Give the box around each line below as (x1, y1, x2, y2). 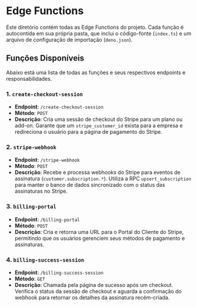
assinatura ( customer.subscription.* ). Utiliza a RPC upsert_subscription (14, 175, 192, 182)
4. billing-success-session (6, 255, 84, 263)
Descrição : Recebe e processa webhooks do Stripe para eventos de (14, 169, 181, 176)
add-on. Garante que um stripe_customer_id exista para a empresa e (14, 122, 183, 129)
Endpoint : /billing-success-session (14, 269, 104, 276)
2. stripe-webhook (6, 143, 57, 151)
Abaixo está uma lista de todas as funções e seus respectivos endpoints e (6, 69, 186, 76)
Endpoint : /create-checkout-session (14, 103, 104, 110)
